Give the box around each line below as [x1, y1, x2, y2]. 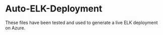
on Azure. [5, 24, 26, 30]
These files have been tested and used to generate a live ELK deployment [5, 19, 158, 25]
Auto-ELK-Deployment [5, 3, 103, 14]
